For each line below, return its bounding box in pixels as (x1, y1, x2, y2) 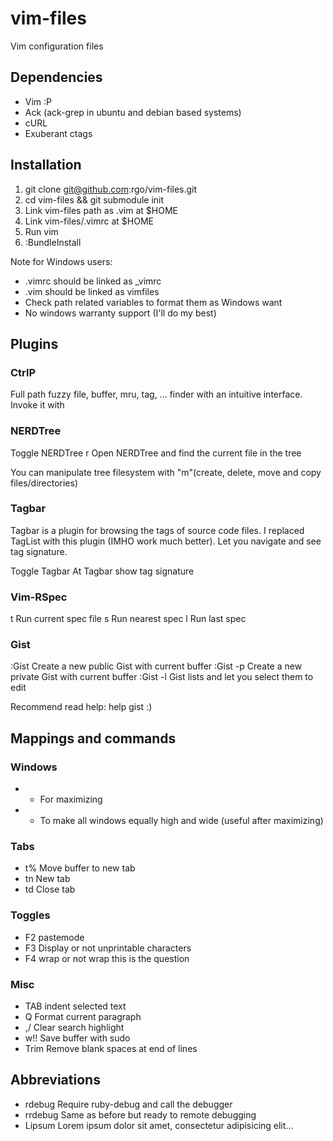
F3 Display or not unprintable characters (24, 942, 192, 954)
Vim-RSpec (10, 590, 68, 604)
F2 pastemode (24, 931, 85, 943)
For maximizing (39, 793, 103, 806)
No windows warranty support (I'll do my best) (24, 307, 217, 319)
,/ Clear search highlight (24, 1022, 125, 1034)
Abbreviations (10, 1072, 101, 1089)
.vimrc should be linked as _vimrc (24, 275, 162, 287)
